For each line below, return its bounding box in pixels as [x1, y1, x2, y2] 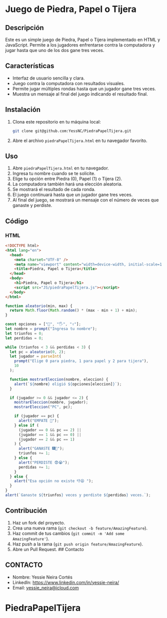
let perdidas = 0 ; [5, 335, 43, 340]
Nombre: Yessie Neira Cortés [12, 574, 72, 580]
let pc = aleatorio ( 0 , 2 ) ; [9, 349, 66, 354]
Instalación [5, 105, 41, 114]
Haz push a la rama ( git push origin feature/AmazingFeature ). [12, 541, 143, 547]
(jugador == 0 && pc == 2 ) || [18, 427, 81, 432]
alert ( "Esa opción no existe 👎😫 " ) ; [14, 478, 93, 483]
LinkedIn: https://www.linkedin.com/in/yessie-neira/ [12, 579, 119, 585]
